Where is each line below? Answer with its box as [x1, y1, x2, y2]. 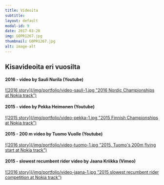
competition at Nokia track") [5, 174, 62, 180]
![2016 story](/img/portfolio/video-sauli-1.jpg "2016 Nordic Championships [5, 87, 155, 93]
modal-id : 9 [5, 23, 29, 28]
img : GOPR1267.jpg [5, 34, 42, 39]
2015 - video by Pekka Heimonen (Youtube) [5, 103, 95, 110]
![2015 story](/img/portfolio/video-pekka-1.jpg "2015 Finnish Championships [5, 115, 159, 120]
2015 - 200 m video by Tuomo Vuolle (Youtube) [5, 131, 103, 137]
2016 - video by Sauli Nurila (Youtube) [5, 76, 84, 82]
